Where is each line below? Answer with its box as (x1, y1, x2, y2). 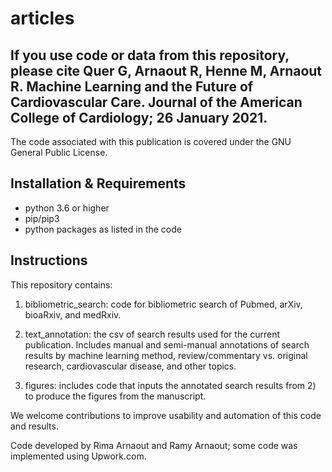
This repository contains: (10, 278, 113, 291)
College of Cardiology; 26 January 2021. (10, 109, 268, 126)
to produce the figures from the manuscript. (24, 390, 207, 402)
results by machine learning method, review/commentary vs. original (24, 349, 308, 361)
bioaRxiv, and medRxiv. (24, 308, 122, 321)
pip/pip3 (24, 212, 60, 224)
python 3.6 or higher (24, 202, 110, 214)
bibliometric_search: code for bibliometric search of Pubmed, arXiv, (24, 298, 303, 310)
